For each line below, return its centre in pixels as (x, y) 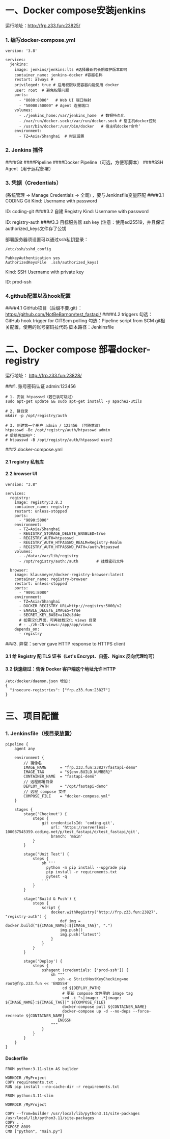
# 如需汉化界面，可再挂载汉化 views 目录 (58, 620)
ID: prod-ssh (18, 281)
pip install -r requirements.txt (81, 872)
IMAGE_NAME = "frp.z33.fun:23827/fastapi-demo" (81, 768)
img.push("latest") (80, 935)
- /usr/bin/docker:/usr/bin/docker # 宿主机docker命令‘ (80, 126)
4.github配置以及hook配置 (38, 296)
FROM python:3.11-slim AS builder (42, 1069)
